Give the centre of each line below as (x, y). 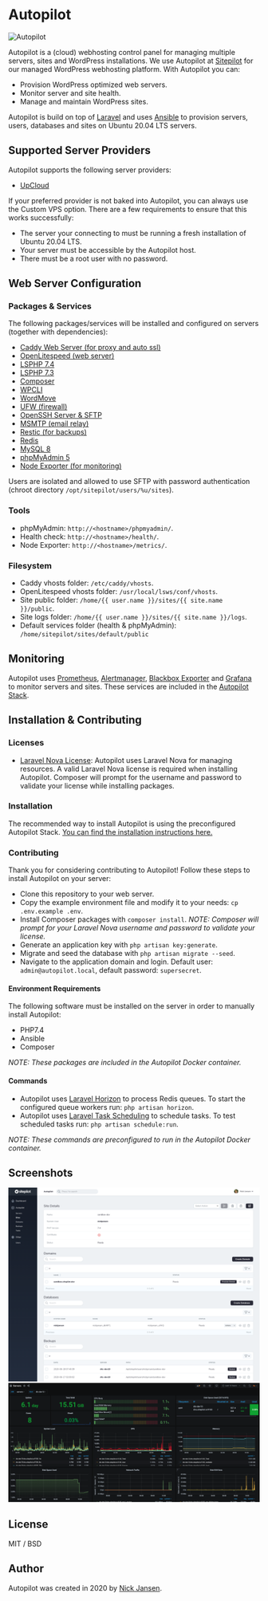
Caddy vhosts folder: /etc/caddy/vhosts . (87, 583)
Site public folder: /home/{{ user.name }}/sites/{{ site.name (121, 600)
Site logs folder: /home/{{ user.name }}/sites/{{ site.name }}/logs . (133, 617)
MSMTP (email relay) (54, 423)
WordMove (38, 398)
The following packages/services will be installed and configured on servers (134, 324)
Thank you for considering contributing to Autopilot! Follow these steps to (129, 870)
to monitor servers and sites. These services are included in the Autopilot (128, 686)
